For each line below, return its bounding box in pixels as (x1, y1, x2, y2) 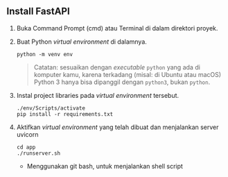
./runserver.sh (16, 149, 61, 157)
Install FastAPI (6, 6, 70, 17)
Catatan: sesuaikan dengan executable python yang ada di (33, 62, 200, 71)
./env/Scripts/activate (16, 104, 86, 112)
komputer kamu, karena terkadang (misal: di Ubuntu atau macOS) (33, 70, 222, 78)
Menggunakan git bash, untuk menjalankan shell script (26, 162, 183, 170)
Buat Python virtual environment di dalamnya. (16, 37, 147, 46)
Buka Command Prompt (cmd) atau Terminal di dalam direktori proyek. (16, 24, 218, 32)
